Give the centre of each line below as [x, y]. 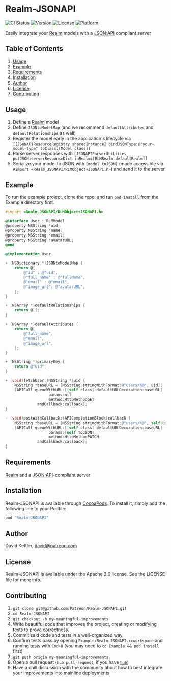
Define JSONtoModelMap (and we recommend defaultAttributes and [83, 127]
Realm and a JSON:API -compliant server [48, 475]
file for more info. [23, 580]
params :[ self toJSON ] [72, 432]
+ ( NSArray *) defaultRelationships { [45, 306]
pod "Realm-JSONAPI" [27, 518]
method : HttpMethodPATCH [74, 437]
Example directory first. [30, 202]
